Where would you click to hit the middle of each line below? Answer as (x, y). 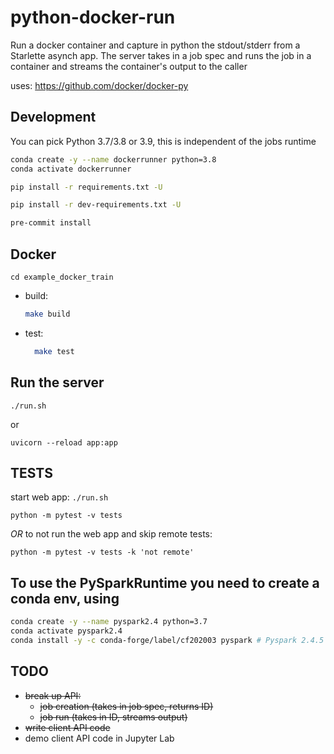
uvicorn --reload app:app (64, 442)
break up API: (53, 695)
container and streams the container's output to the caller (129, 66)
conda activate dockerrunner (71, 169)
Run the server (57, 382)
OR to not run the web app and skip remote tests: (111, 534)
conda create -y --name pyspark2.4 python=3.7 (109, 622)
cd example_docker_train (62, 277)
